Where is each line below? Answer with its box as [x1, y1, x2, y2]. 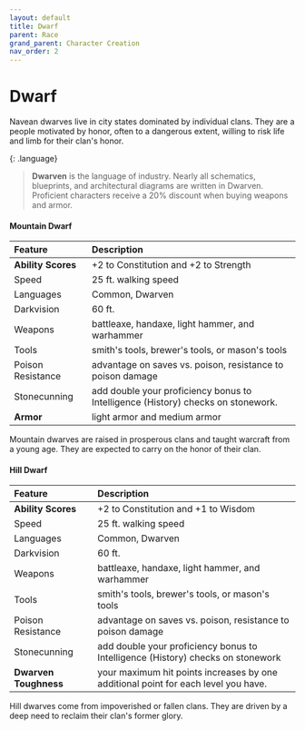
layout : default [9, 13, 71, 23]
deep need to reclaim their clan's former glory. [9, 710, 183, 722]
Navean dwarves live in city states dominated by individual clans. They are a [9, 116, 295, 127]
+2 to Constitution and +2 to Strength [91, 259, 251, 271]
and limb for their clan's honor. [9, 135, 124, 146]
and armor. [31, 200, 73, 211]
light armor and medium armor [91, 410, 221, 423]
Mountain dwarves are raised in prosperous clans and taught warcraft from [9, 434, 290, 445]
